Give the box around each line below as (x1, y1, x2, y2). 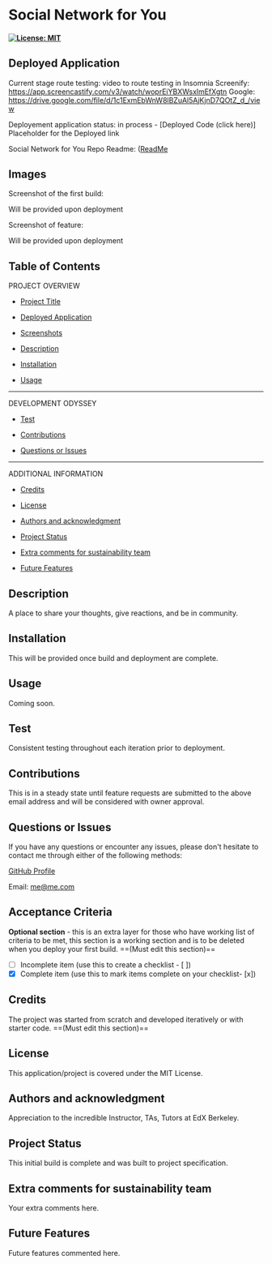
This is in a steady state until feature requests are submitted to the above (8, 788, 252, 798)
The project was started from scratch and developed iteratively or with (8, 1014, 244, 1024)
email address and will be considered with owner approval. (8, 797, 205, 807)
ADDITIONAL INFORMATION (8, 469, 104, 479)
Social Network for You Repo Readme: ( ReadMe (8, 144, 168, 153)
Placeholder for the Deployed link (8, 128, 120, 138)
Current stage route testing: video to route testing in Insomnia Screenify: (8, 78, 249, 88)
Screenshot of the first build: (8, 189, 104, 199)
